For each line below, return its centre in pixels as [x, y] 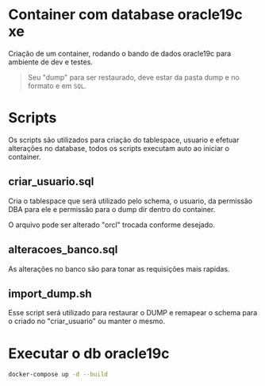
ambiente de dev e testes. [51, 62]
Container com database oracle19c [126, 15]
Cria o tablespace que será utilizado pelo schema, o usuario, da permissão [130, 201]
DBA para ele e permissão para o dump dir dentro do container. [112, 209]
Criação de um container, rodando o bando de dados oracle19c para [120, 53]
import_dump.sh [50, 293]
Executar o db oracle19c [89, 353]
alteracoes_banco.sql [63, 250]
